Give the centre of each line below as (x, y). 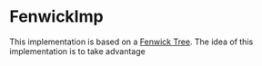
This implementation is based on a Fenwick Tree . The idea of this (131, 42)
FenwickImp (56, 17)
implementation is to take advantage (77, 51)
